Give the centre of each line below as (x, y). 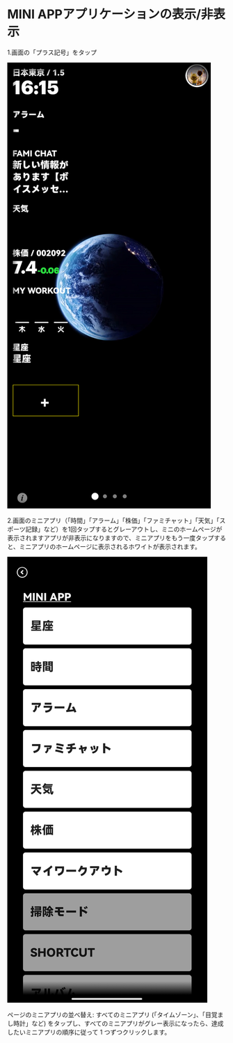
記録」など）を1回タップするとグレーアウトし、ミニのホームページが (124, 529)
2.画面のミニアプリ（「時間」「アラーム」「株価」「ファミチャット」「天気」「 (114, 520)
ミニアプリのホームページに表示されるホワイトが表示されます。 (110, 546)
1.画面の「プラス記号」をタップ (52, 52)
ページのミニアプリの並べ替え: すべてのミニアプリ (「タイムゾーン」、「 (106, 1014)
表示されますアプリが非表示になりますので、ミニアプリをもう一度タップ (111, 538)
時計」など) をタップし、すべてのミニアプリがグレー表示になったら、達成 (118, 1023)
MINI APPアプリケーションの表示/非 (110, 14)
